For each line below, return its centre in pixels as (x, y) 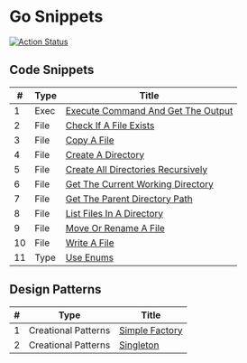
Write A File (90, 243)
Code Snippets (52, 70)
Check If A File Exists (110, 126)
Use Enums (90, 257)
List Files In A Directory (114, 213)
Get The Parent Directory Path (129, 199)
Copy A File (90, 140)
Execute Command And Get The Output (149, 110)
